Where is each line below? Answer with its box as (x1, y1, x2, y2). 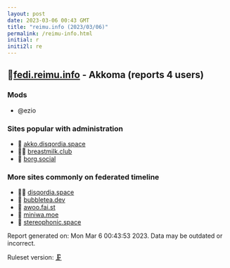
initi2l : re (7, 43, 42, 50)
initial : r (7, 37, 39, 44)
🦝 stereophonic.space (17, 218, 82, 226)
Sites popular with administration (7, 124, 124, 134)
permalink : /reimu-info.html (7, 30, 93, 37)
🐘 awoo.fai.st (17, 203, 56, 212)
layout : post (7, 10, 46, 18)
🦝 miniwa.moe (17, 210, 59, 219)
